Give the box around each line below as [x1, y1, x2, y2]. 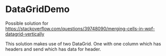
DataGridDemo [5, 4, 70, 15]
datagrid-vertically [5, 31, 45, 37]
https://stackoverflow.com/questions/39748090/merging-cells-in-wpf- [5, 25, 155, 31]
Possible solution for [5, 20, 49, 26]
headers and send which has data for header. [5, 46, 101, 52]
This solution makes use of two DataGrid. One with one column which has [5, 40, 161, 46]
